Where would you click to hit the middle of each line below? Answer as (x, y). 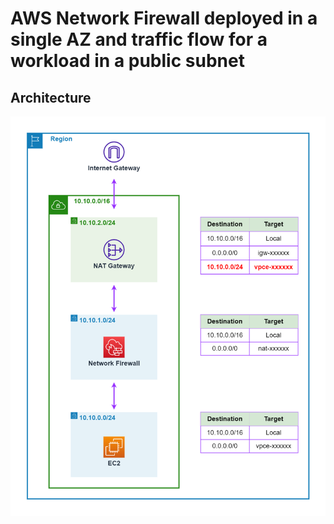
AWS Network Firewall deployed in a (164, 18)
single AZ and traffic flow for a (139, 39)
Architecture (51, 97)
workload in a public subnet (127, 61)
